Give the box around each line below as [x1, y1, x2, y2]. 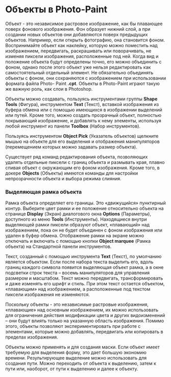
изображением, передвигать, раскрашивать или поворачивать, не [5, 48, 152, 54]
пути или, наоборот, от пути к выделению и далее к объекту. [5, 366, 139, 372]
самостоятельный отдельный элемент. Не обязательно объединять [5, 69, 154, 75]
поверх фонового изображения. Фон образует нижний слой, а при [5, 26, 151, 32]
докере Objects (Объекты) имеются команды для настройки [5, 170, 138, 176]
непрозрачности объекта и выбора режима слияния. [5, 175, 121, 181]
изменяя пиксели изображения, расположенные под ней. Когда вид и [5, 53, 159, 59]
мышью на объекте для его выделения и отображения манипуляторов [5, 138, 160, 144]
